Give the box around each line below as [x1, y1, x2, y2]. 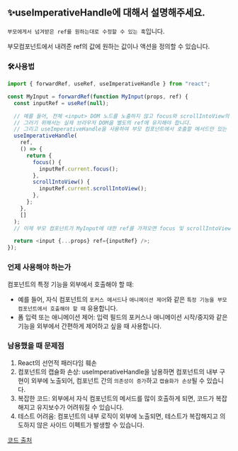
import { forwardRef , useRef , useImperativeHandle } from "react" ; [7, 80, 211, 87]
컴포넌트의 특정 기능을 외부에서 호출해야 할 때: [7, 280, 135, 288]
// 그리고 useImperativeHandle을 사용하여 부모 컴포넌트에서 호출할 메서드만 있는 [13, 126, 227, 133]
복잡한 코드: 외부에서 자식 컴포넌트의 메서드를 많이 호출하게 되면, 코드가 [17, 393, 215, 403]
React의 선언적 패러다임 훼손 [17, 358, 97, 367]
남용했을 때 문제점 [7, 341, 65, 351]
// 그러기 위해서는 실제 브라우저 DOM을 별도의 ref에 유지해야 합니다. [13, 119, 193, 126]
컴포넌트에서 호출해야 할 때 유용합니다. [17, 304, 118, 313]
